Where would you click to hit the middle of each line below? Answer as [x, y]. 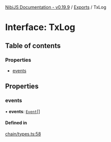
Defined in [16, 123]
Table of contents [33, 46]
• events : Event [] [23, 111]
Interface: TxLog [40, 27]
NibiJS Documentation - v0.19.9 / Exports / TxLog [56, 7]
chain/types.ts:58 [23, 134]
